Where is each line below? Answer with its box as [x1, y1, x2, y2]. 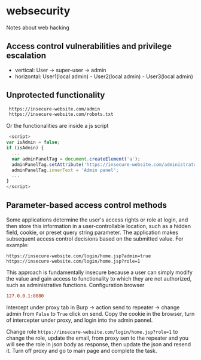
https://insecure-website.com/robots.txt [8, 112, 114, 118]
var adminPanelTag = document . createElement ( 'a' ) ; [11, 156, 141, 162]
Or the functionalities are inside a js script [6, 122, 109, 130]
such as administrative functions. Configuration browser [6, 281, 145, 288]
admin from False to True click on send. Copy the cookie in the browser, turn [6, 310, 195, 317]
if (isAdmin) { [6, 145, 44, 151]
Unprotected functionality [6, 90, 105, 100]
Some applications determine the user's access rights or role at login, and [6, 216, 188, 223]
